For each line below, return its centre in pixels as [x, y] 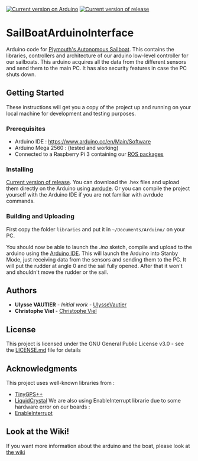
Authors [22, 291]
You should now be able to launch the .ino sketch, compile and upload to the [99, 247]
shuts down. [21, 74]
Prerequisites [26, 129]
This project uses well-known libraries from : [61, 383]
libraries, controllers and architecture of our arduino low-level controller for [98, 55]
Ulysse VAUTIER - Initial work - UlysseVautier [71, 305]
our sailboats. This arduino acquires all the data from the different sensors [96, 61]
